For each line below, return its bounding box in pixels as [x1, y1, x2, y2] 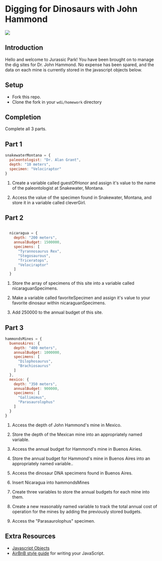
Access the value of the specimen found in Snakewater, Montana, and [12, 194, 152, 200]
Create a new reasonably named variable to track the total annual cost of [12, 503, 158, 509]
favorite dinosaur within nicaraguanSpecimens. [12, 300, 106, 306]
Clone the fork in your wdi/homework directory [12, 99, 102, 105]
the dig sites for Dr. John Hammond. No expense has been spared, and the [5, 62, 154, 68]
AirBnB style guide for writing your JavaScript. [12, 550, 105, 556]
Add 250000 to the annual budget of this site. [12, 310, 103, 316]
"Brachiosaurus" [17, 364, 51, 368]
